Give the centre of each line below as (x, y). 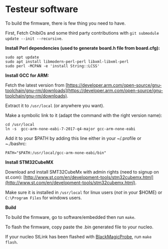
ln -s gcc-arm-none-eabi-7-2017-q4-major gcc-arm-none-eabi (70, 129)
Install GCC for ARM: (27, 75)
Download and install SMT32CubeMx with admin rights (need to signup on (82, 172)
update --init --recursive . (34, 38)
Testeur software (42, 9)
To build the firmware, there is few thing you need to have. (65, 23)
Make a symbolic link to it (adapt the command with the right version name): (84, 115)
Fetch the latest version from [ (36, 85)
